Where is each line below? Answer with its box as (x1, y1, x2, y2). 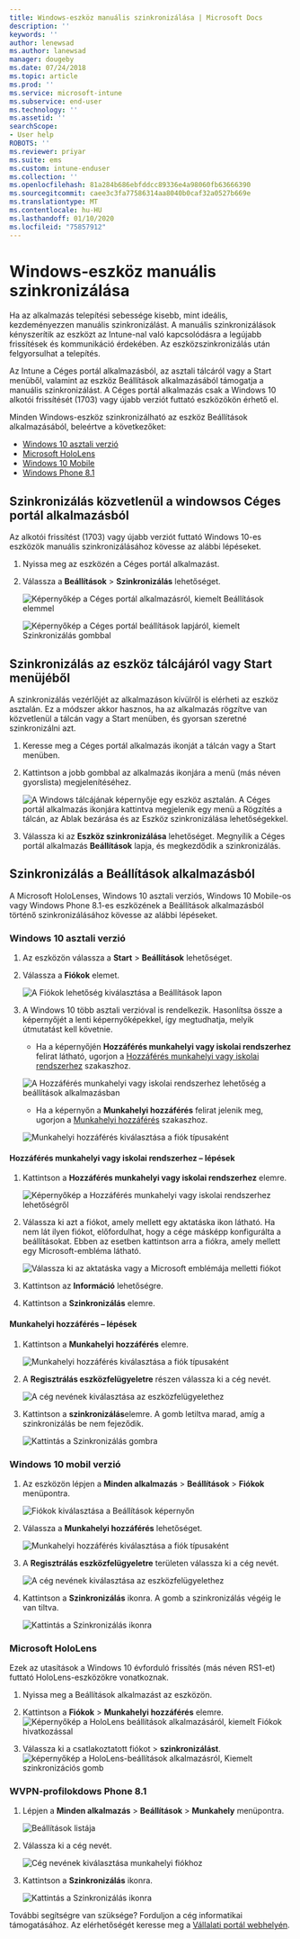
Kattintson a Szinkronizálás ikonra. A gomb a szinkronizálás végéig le (22, 1592, 281, 1603)
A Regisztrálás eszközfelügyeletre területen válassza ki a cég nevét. (22, 1557, 279, 1568)
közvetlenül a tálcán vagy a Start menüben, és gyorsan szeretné (9, 713, 247, 725)
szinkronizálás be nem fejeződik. (22, 1418, 144, 1429)
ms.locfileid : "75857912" (9, 222, 106, 231)
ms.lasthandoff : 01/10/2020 (9, 213, 115, 223)
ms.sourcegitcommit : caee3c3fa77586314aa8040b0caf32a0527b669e (9, 189, 251, 198)
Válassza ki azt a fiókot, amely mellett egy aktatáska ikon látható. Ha (22, 1217, 276, 1228)
